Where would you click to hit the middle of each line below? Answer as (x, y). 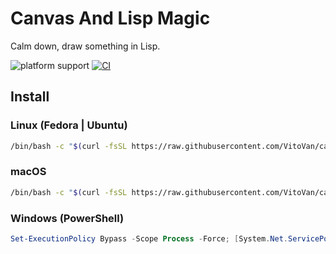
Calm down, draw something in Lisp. (85, 46)
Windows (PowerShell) (67, 218)
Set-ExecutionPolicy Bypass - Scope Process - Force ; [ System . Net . (149, 238)
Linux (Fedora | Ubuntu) (69, 125)
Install (30, 97)
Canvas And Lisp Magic (110, 18)
